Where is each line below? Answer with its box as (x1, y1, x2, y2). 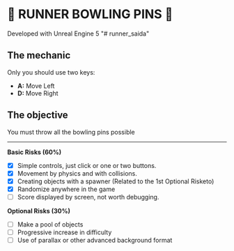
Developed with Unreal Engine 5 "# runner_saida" (7, 29, 150, 38)
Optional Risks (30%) (7, 206, 71, 215)
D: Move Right (17, 89, 58, 97)
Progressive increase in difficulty (17, 228, 112, 236)
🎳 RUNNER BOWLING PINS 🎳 (7, 6, 173, 22)
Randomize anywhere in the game (17, 185, 116, 193)
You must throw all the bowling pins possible (7, 128, 136, 136)
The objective (7, 109, 68, 121)
